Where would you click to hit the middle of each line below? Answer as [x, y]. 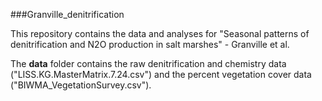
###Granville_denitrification [67, 14]
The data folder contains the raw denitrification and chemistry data [148, 63]
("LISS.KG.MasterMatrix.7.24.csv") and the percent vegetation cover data [161, 74]
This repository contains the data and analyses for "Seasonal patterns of [160, 33]
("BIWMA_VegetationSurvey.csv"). [81, 85]
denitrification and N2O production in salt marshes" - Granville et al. [150, 44]
